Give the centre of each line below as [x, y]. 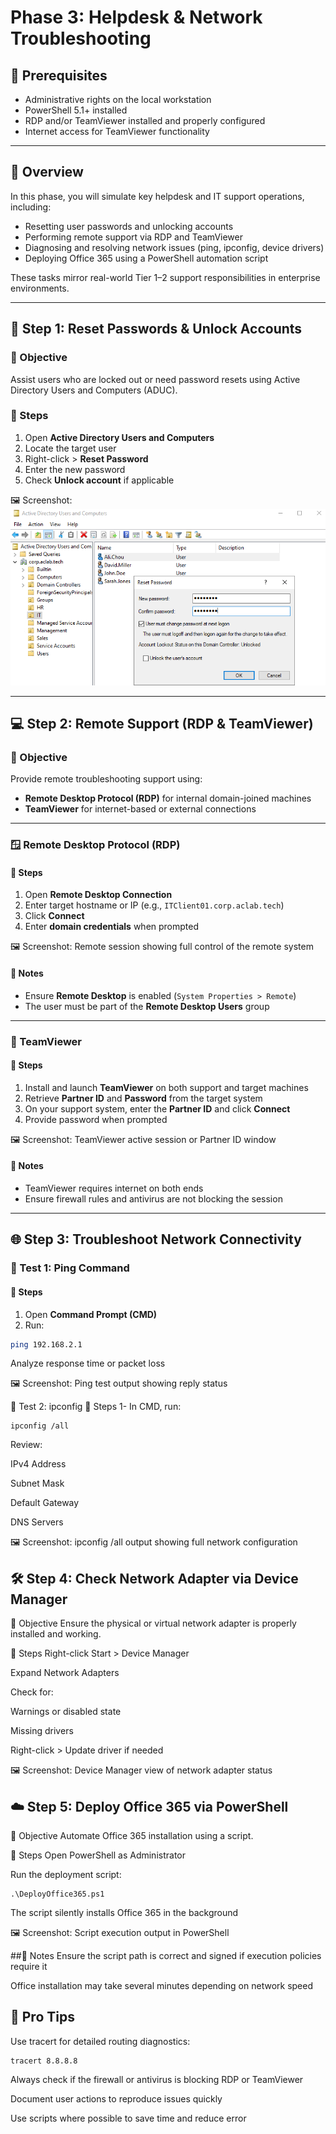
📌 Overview [47, 172]
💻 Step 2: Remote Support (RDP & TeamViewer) [162, 724]
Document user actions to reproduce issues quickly [116, 2098]
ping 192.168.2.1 [46, 1344]
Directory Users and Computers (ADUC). [94, 390]
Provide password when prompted [96, 1119]
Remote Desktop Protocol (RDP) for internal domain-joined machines [168, 798]
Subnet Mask [37, 1483]
